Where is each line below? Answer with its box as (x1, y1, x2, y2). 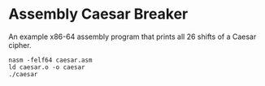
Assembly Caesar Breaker (8, 5, 189, 24)
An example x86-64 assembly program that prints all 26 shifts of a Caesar (8, 32, 257, 41)
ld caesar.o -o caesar (8, 62, 85, 71)
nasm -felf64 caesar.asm (8, 56, 93, 64)
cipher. (8, 40, 32, 49)
